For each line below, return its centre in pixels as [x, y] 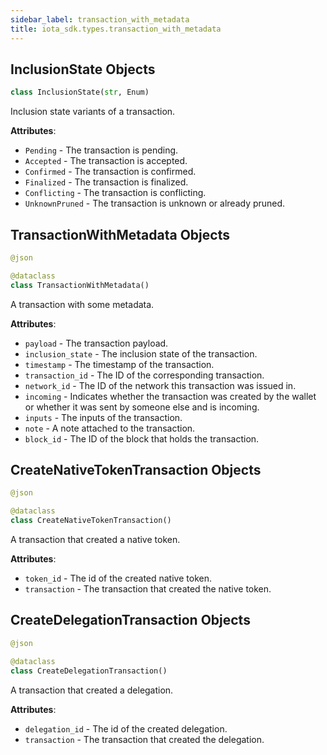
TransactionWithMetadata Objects [120, 234]
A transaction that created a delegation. [92, 690]
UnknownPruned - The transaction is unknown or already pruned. [155, 203]
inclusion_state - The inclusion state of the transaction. [141, 353]
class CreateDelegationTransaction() [89, 671]
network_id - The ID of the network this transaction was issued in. [160, 385]
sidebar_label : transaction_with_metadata [100, 19]
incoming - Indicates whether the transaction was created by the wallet [170, 396]
